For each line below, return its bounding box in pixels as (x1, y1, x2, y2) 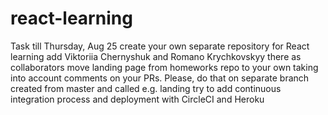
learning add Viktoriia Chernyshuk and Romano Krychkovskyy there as (10, 50, 302, 62)
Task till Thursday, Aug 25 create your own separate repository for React (10, 40, 310, 52)
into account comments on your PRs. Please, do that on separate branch (10, 72, 310, 84)
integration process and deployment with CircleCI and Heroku (10, 93, 265, 105)
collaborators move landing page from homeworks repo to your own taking (10, 61, 319, 73)
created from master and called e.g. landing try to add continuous (10, 82, 282, 94)
